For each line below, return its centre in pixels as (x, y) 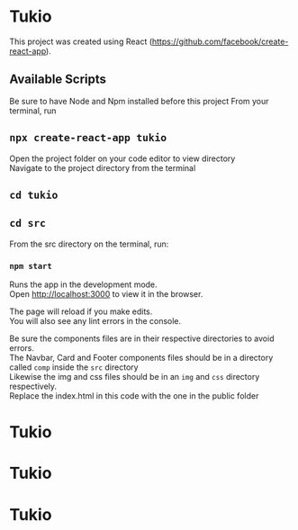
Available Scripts (58, 80)
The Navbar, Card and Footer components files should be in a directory (141, 358)
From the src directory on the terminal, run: (89, 244)
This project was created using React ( (81, 41)
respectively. (33, 386)
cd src (28, 224)
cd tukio (34, 195)
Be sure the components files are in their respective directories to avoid (142, 338)
